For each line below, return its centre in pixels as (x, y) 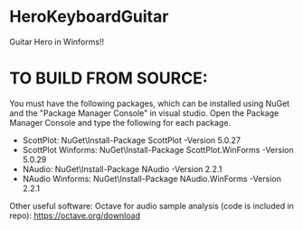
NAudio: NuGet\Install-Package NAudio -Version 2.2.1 (122, 168)
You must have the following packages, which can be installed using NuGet (150, 103)
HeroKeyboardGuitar (89, 17)
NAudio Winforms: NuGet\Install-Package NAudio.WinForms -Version (152, 178)
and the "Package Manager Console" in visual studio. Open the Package (144, 113)
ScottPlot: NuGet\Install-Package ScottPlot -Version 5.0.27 (132, 140)
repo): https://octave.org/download (75, 216)
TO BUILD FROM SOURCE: (109, 78)
